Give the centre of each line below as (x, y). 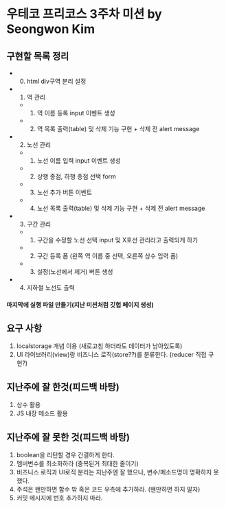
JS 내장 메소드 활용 (42, 413)
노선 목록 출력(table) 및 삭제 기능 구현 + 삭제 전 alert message (121, 208)
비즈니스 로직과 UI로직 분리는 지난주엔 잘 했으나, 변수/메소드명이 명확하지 (114, 472)
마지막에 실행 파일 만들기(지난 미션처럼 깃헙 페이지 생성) (80, 304)
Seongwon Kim (51, 29)
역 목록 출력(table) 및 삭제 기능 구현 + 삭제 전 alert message (118, 129)
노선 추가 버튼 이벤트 (65, 192)
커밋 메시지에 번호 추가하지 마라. (59, 498)
